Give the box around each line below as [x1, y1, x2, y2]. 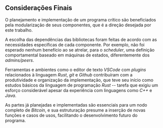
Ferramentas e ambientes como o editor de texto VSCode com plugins [5, 67, 146, 73]
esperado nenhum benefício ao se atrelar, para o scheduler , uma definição [5, 47, 155, 53]
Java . [5, 92, 17, 98]
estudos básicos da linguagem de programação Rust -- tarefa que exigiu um [5, 82, 158, 88]
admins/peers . [5, 57, 34, 63]
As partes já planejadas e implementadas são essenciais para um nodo [5, 102, 147, 108]
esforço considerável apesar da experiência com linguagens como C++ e [5, 87, 152, 93]
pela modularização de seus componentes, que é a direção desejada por [5, 22, 152, 28]
